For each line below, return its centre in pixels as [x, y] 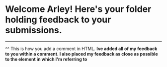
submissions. [34, 30]
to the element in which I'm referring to [46, 59]
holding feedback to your [58, 20]
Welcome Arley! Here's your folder [78, 9]
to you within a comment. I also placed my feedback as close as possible [82, 54]
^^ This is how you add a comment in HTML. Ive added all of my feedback [81, 49]
